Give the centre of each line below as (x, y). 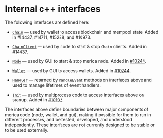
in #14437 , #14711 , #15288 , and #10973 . (52, 37)
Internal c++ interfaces (53, 9)
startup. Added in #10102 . (38, 100)
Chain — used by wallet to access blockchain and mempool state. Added (85, 32)
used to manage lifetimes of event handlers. (56, 85)
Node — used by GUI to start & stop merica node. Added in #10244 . (79, 61)
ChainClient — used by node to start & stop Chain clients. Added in (80, 46)
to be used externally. (27, 130)
